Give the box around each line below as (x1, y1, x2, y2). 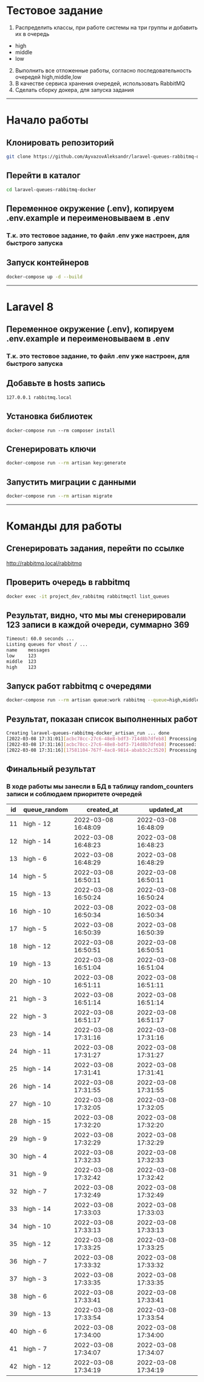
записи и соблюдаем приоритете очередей (6, 790, 143, 798)
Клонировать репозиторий (6, 138, 114, 148)
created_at (86, 805, 118, 814)
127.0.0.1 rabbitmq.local (6, 394, 72, 401)
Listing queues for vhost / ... (6, 642, 88, 648)
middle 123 (6, 658, 36, 664)
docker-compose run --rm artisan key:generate (6, 460, 126, 466)
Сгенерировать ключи (6, 444, 97, 454)
